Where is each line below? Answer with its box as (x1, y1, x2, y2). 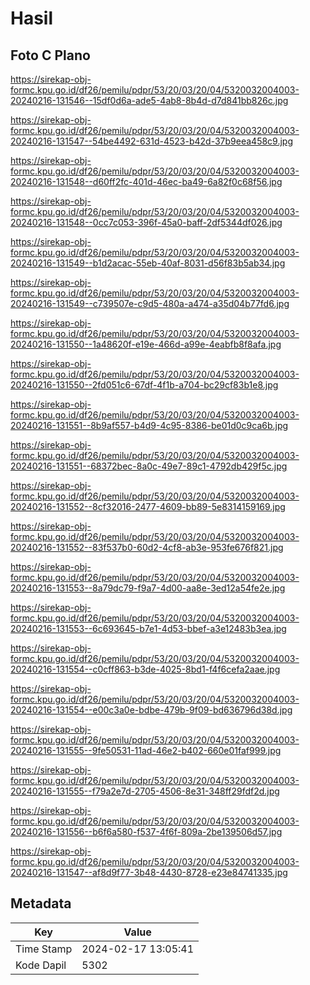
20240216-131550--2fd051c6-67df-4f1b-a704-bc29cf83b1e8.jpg (10, 379, 279, 391)
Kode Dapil (15, 958, 67, 972)
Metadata (10, 895, 72, 912)
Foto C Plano (10, 47, 91, 64)
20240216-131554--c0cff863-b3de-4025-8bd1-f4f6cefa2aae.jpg (10, 663, 281, 675)
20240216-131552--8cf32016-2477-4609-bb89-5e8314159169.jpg (10, 501, 286, 512)
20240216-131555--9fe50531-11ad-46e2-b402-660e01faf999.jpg (10, 745, 282, 756)
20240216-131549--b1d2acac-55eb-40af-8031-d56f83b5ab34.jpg (10, 257, 286, 269)
